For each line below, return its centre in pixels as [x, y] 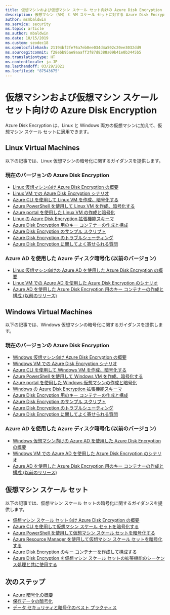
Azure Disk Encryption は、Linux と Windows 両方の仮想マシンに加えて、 [81, 125]
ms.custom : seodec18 [27, 43]
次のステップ [25, 582]
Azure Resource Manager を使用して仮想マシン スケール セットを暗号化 [88, 539]
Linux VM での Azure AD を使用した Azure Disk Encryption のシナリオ [85, 283]
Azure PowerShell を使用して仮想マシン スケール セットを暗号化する [84, 532]
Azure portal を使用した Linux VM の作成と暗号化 [64, 213]
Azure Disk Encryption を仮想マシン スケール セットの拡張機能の [80, 558]
